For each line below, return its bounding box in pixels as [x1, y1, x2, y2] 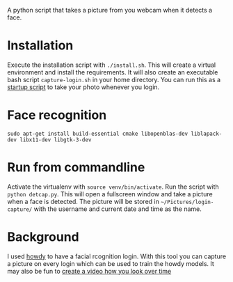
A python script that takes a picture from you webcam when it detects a [7, 6, 213, 14]
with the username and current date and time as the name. [33, 205, 202, 213]
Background [7, 229, 79, 244]
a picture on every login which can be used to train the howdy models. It [7, 259, 214, 267]
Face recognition [7, 107, 107, 123]
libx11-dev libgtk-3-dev [19, 136, 92, 143]
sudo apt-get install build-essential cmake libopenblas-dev [7, 130, 188, 137]
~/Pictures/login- [161, 198, 214, 205]
